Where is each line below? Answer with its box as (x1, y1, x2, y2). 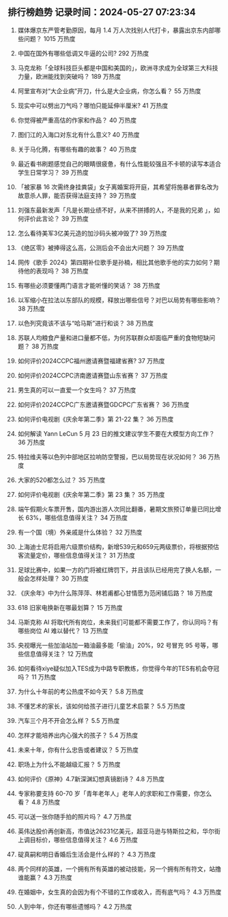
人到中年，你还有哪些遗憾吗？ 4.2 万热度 (17, 902, 132, 910)
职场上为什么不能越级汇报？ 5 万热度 (17, 760, 121, 768)
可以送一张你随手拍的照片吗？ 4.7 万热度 (17, 812, 132, 820)
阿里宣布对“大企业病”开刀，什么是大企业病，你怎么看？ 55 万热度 (17, 86, 201, 95)
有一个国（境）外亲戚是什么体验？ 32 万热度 (17, 528, 143, 536)
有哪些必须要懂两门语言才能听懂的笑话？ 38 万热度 (17, 281, 160, 289)
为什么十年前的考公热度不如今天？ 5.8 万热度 (17, 687, 144, 696)
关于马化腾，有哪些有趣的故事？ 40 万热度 (17, 145, 137, 153)
